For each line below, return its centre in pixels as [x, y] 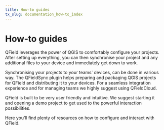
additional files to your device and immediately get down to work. [72, 63]
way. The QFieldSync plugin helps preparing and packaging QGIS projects [81, 78]
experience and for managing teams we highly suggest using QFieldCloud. [81, 88]
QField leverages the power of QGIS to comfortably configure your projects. [82, 52]
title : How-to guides [27, 10]
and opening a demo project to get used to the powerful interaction [73, 103]
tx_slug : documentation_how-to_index [44, 14]
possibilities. [18, 108]
